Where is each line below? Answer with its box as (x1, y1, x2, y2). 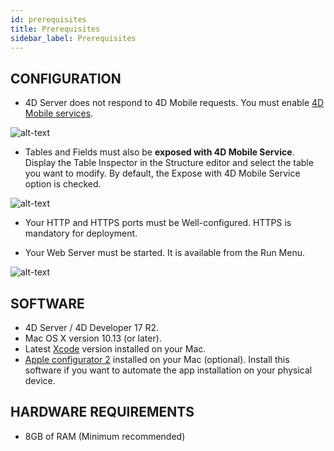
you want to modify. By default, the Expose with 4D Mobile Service (24, 167, 301, 180)
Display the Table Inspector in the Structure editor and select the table (24, 157, 314, 169)
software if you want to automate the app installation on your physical (24, 364, 313, 376)
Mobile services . (24, 107, 94, 120)
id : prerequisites (10, 14, 87, 25)
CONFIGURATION (10, 70, 122, 87)
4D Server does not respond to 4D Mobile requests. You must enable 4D (24, 97, 325, 109)
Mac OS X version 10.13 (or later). (24, 332, 162, 344)
